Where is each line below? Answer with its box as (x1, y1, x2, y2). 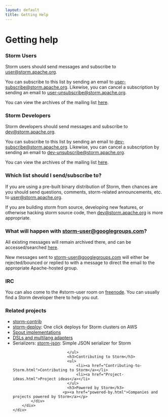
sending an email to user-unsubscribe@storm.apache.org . (5, 89, 127, 95)
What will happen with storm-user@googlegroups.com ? (5, 228, 147, 235)
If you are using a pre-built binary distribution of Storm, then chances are (5, 183, 158, 189)
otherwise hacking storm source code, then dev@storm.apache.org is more (5, 209, 163, 215)
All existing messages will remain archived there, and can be (5, 239, 132, 245)
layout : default (5, 7, 39, 13)
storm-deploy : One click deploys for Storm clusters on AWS (12, 324, 138, 330)
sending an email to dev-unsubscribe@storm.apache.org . (5, 149, 125, 156)
